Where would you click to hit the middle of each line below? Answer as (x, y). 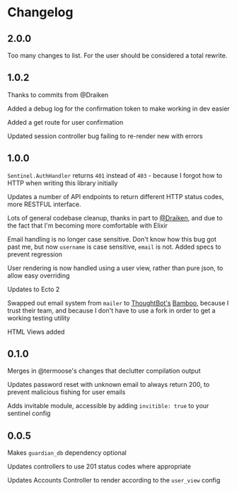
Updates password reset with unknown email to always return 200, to (109, 385)
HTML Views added (36, 332)
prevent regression (35, 254)
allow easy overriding (39, 275)
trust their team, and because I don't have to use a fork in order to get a (111, 310)
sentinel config (29, 413)
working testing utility (39, 318)
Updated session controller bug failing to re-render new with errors (105, 136)
